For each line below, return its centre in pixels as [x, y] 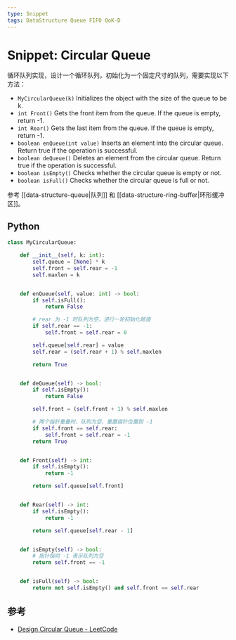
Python [24, 226]
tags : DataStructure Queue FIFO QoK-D [64, 20]
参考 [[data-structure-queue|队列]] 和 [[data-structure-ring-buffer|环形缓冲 [116, 195]
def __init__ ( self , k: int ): [63, 255]
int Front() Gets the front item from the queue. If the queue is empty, [119, 113]
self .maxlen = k [56, 275]
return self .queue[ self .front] [78, 486]
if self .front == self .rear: [75, 428]
